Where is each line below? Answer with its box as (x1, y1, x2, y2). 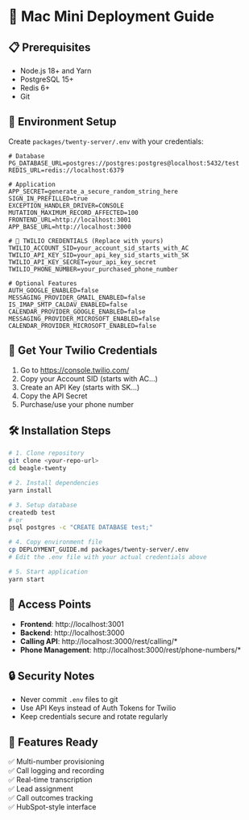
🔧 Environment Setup (8, 115, 117, 128)
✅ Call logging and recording (8, 766, 105, 776)
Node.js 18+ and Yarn (19, 66, 92, 75)
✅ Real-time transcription (8, 775, 93, 784)
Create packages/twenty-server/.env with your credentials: (8, 137, 204, 146)
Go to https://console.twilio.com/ (19, 365, 130, 375)
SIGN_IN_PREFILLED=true (8, 194, 89, 203)
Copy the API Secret (19, 391, 88, 401)
